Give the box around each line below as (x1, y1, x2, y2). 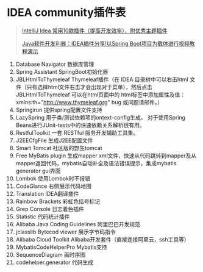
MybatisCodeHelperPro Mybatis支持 (15, 243, 107, 251)
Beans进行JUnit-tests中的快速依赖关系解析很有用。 (15, 121, 145, 129)
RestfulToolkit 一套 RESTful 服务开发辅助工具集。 (15, 129, 139, 136)
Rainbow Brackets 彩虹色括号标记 (15, 198, 100, 205)
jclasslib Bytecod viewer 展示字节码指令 (15, 228, 116, 235)
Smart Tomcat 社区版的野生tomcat (15, 144, 102, 151)
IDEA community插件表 (7, 5, 126, 20)
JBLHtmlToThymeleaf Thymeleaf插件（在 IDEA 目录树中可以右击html (15, 76, 188, 83)
